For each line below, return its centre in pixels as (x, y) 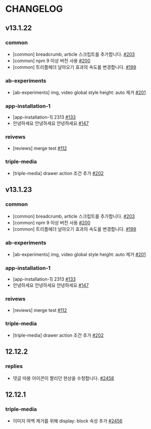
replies (14, 366)
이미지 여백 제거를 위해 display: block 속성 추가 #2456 (68, 421)
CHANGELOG (34, 9)
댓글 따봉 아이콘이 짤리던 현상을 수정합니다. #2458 (63, 378)
